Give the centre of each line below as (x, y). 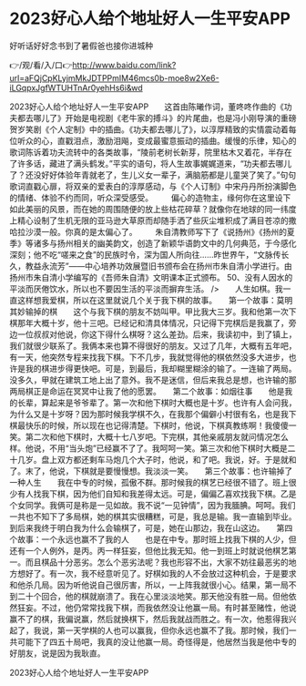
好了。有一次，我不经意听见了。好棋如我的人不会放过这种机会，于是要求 (161, 573)
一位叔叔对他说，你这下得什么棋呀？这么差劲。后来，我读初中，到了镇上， (157, 334)
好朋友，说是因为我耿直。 (57, 653)
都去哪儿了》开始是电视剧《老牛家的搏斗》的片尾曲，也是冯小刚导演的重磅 (157, 118)
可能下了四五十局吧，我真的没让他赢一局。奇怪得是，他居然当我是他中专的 (157, 641)
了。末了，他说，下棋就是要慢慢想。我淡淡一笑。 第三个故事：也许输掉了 (151, 471)
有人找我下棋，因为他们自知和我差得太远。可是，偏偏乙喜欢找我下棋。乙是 (157, 494)
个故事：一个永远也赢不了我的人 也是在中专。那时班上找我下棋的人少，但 (153, 539)
